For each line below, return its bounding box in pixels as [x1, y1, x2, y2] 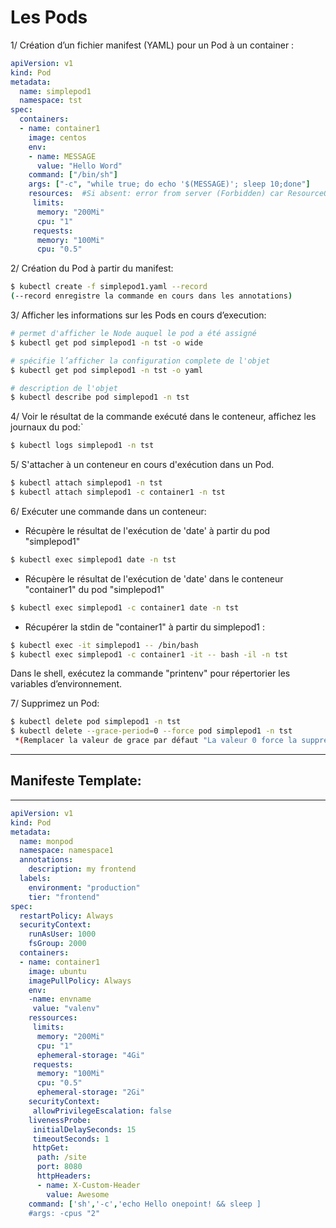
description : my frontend [28, 864, 137, 875]
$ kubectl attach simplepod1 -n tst [10, 478, 163, 488]
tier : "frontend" [28, 892, 101, 902]
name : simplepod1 [19, 86, 92, 96]
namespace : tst [19, 96, 83, 106]
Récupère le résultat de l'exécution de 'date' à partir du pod [24, 524, 271, 536]
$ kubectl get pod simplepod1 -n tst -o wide [10, 337, 203, 348]
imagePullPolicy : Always [28, 976, 132, 986]
